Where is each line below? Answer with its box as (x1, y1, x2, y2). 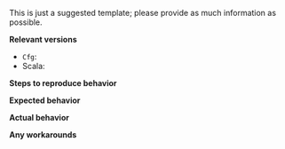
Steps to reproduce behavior (9, 78, 117, 88)
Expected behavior (9, 95, 81, 106)
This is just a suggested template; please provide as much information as (9, 8, 277, 18)
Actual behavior (9, 113, 69, 122)
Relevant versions (9, 35, 77, 44)
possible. (9, 17, 43, 27)
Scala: (21, 61, 46, 71)
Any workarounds (9, 129, 77, 140)
